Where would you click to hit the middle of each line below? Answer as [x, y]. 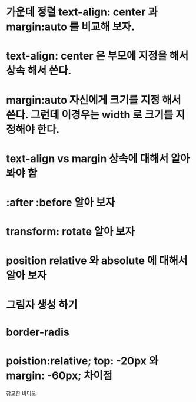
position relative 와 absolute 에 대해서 [97, 261]
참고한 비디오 [21, 393]
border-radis [38, 332]
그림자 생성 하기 [42, 305]
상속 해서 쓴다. [39, 71]
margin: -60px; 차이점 [59, 375]
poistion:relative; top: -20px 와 [82, 361]
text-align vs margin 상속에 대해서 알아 [98, 158]
